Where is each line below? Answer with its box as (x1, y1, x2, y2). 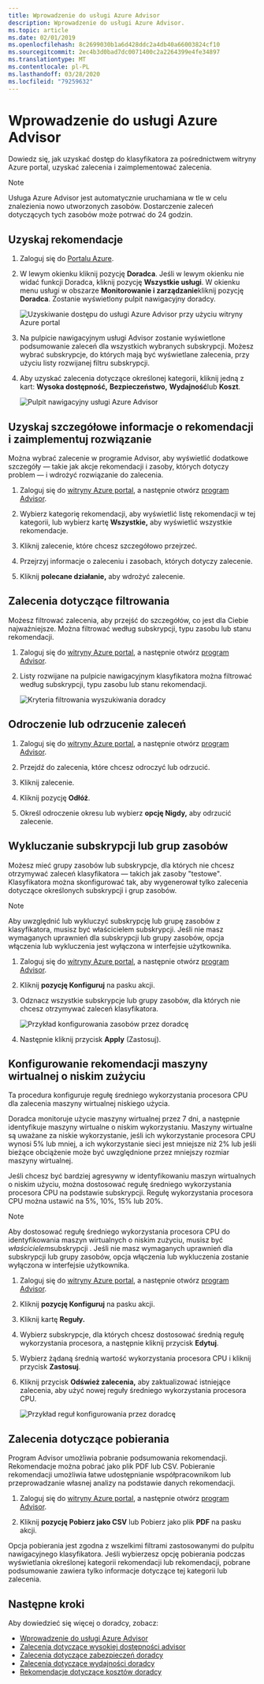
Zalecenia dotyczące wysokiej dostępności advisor (19, 1641, 186, 1651)
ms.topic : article (8, 26, 69, 34)
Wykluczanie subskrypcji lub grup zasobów (8, 839, 229, 853)
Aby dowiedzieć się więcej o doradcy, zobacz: (8, 1618, 159, 1627)
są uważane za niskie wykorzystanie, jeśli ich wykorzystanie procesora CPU (8, 1131, 256, 1141)
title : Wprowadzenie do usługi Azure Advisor (8, 11, 160, 20)
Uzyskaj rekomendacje (8, 233, 124, 246)
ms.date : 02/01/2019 (8, 33, 76, 42)
